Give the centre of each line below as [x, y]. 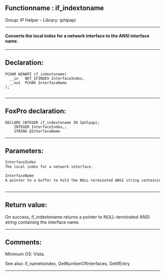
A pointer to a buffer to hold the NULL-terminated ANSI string [72, 180]
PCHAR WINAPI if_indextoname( [36, 74]
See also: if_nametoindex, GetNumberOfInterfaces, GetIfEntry [68, 264]
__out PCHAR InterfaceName [38, 83]
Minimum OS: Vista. [25, 254]
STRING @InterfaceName [37, 131]
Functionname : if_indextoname [55, 8]
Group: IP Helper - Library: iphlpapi [41, 20]
